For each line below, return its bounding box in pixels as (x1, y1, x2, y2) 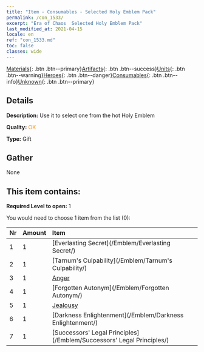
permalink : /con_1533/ (6, 15, 64, 21)
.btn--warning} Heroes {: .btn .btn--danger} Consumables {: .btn (6, 71, 162, 79)
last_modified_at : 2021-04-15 (6, 25, 83, 32)
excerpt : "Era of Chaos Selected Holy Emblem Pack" (6, 20, 143, 26)
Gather (6, 152, 33, 163)
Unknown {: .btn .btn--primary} (18, 78, 95, 85)
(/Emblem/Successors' (52, 336, 118, 345)
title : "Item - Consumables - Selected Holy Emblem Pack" (6, 8, 156, 15)
